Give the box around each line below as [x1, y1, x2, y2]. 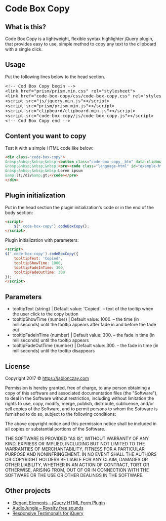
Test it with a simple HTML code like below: [5, 145, 94, 151]
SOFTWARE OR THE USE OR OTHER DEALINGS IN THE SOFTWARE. [5, 472, 144, 478]
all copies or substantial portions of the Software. [5, 426, 105, 432]
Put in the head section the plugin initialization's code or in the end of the [5, 204, 154, 210]
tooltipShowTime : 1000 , [14, 260, 63, 265]
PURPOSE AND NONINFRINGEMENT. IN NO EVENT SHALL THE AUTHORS [5, 451, 157, 457]
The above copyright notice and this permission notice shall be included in [5, 421, 157, 427]
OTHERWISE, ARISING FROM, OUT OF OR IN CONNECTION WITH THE [5, 467, 149, 473]
